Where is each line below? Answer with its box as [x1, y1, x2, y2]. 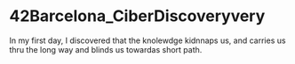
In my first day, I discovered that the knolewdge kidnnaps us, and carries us [9, 35, 286, 46]
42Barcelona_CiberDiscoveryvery [9, 6, 266, 26]
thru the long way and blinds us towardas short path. [9, 44, 203, 54]
